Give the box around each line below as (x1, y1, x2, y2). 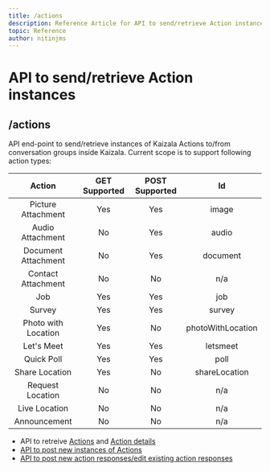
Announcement (14, 416, 72, 427)
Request (27, 379, 59, 391)
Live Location (17, 403, 69, 414)
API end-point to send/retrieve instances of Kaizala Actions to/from (8, 139, 231, 149)
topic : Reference (8, 27, 67, 35)
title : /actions (8, 11, 63, 20)
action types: (8, 156, 52, 166)
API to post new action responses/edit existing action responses (19, 453, 233, 463)
